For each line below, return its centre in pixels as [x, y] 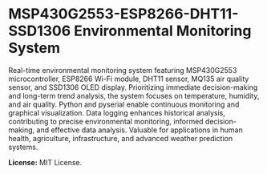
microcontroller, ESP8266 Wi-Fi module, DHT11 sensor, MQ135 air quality [129, 79]
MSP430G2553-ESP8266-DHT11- [123, 14]
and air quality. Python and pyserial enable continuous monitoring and [124, 104]
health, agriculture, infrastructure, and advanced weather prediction [121, 138]
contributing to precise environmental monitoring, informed [106, 121]
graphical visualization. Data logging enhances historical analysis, [117, 112]
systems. [23, 147]
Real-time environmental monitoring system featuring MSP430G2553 [123, 70]
